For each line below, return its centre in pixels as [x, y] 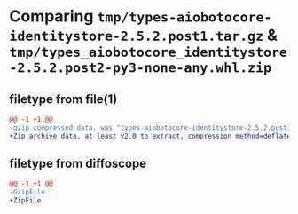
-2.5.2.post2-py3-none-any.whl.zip [141, 68]
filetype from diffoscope [78, 164]
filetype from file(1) [63, 99]
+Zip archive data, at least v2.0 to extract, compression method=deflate [150, 136]
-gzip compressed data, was [61, 127]
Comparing [51, 16]
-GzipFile [27, 193]
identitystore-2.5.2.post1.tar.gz [137, 37]
